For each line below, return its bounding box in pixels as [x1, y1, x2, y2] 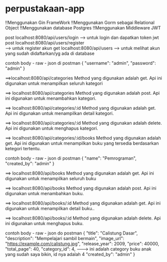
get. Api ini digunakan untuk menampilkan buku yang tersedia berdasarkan [5, 140, 159, 146]
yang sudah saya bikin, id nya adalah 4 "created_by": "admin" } [5, 251, 136, 257]
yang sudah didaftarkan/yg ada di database [5, 50, 95, 56]
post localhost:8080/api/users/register [5, 39, 85, 45]
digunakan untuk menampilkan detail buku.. [5, 205, 95, 211]
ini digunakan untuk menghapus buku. [5, 220, 84, 226]
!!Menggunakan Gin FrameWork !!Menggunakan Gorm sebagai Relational [5, 19, 155, 25]
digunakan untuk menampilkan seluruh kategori [5, 80, 103, 86]
